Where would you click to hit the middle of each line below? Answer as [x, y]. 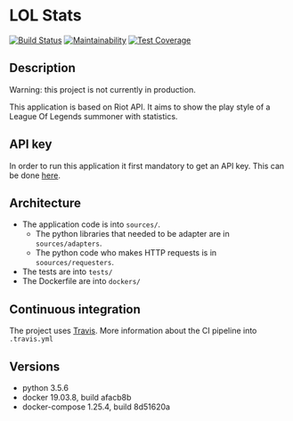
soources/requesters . [74, 263]
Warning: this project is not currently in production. [102, 89]
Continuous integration [75, 309]
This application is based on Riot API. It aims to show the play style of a [140, 107]
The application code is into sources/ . [91, 224]
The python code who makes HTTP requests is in [126, 253]
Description [42, 68]
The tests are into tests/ [67, 271]
